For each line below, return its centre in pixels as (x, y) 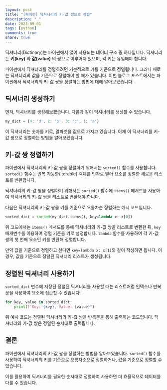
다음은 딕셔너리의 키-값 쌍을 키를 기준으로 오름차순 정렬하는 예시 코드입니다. (79, 208)
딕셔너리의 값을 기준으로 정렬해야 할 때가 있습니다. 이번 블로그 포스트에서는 (83, 75)
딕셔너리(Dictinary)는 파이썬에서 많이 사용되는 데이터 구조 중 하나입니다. (75, 52)
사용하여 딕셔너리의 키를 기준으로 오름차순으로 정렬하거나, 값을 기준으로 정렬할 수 (84, 360)
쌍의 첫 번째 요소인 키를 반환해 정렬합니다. (46, 240)
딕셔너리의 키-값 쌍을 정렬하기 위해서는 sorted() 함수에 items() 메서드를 (76, 191)
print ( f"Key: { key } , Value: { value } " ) (54, 307)
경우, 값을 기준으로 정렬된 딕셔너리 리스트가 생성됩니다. (58, 257)
